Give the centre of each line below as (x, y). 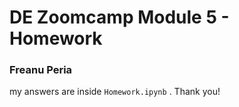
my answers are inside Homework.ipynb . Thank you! (115, 92)
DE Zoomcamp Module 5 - (119, 17)
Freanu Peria (41, 70)
